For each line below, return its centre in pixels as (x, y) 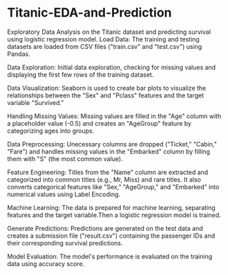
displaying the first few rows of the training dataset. (80, 75)
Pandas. (19, 54)
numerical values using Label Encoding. (64, 194)
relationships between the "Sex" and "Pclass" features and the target (106, 95)
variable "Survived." (36, 102)
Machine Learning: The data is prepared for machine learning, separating (111, 207)
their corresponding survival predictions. (65, 243)
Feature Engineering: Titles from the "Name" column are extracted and (108, 172)
